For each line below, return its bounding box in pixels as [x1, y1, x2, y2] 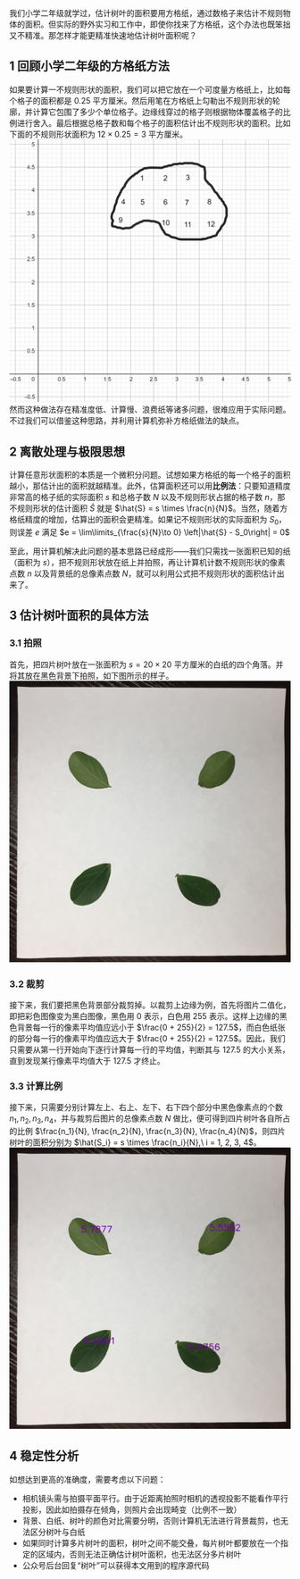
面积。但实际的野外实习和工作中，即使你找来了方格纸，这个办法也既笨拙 [24, 19, 291, 29]
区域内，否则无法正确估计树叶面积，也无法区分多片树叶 [37, 1549, 242, 1559]
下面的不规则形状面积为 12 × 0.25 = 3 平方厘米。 [9, 129, 187, 139]
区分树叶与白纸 [29, 1526, 86, 1537]
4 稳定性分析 [9, 1449, 79, 1464]
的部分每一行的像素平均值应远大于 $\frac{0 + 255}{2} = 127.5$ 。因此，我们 [9, 1032, 286, 1043]
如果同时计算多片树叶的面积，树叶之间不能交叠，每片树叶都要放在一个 [21, 1537, 281, 1548]
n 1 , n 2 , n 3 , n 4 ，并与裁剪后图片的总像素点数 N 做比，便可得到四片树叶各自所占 [9, 1113, 291, 1126]
